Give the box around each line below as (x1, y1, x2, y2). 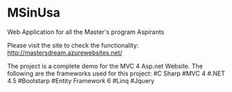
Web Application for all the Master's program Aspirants (7, 28, 165, 36)
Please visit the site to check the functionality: (7, 41, 139, 49)
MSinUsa (7, 5, 60, 21)
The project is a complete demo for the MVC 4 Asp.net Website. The (7, 62, 204, 70)
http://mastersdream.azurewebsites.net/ (7, 48, 123, 57)
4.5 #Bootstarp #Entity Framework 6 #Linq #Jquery (7, 76, 155, 84)
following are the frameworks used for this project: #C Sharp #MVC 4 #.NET (7, 69, 226, 77)
